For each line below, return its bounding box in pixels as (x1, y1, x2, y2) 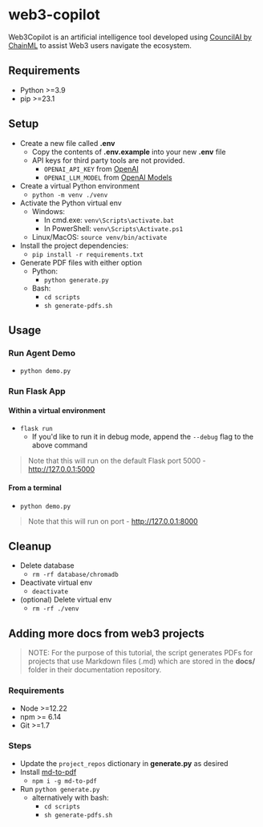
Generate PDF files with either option (19, 257, 143, 267)
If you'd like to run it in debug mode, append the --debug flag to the (31, 432, 254, 442)
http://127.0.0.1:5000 (27, 464, 95, 474)
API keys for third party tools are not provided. (31, 155, 185, 165)
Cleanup (8, 539, 52, 553)
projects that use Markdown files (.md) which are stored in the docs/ (27, 656, 256, 667)
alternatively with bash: (31, 793, 110, 802)
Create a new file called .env (19, 138, 115, 148)
